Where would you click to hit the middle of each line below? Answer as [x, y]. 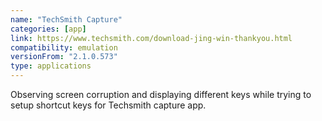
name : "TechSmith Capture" [66, 19]
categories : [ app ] [48, 29]
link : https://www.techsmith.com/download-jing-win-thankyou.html [151, 38]
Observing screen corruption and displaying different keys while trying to [161, 94]
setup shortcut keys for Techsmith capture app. [108, 105]
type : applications [51, 66]
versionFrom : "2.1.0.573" [64, 57]
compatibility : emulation [64, 47]
